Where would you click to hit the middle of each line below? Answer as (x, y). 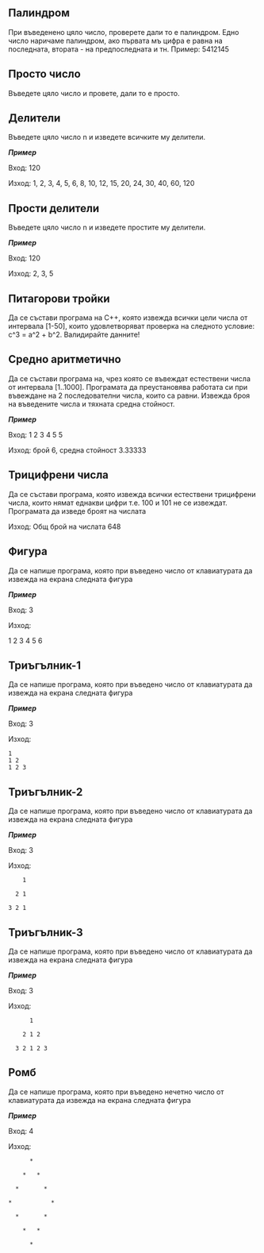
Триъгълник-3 (46, 932)
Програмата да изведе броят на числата (77, 511)
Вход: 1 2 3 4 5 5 (36, 434)
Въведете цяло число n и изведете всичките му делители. (107, 137)
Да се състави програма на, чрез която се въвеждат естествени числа (130, 378)
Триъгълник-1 (45, 665)
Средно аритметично (65, 359)
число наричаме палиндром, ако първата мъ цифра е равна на (116, 40)
